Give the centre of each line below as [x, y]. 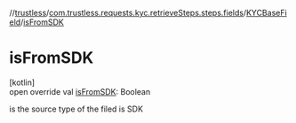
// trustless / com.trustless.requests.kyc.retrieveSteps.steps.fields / [128, 13]
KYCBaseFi [266, 13]
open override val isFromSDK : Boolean [80, 91]
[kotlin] [22, 82]
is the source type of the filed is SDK [76, 109]
